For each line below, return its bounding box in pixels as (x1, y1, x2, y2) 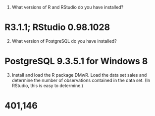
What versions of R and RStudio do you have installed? (11, 4, 124, 10)
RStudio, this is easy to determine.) (11, 82, 84, 89)
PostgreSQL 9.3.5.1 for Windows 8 (4, 56, 148, 67)
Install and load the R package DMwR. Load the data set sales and (11, 72, 147, 78)
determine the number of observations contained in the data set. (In (11, 77, 151, 83)
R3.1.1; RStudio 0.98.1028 (4, 22, 110, 33)
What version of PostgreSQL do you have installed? (11, 38, 117, 44)
